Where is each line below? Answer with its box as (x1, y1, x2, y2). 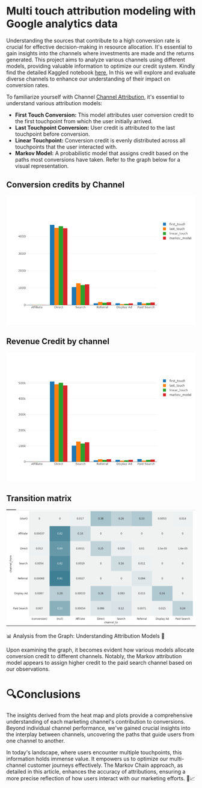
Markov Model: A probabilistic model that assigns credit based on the (14, 149, 189, 157)
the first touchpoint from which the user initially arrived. (14, 117, 153, 124)
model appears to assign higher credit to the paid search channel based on (6, 659, 192, 666)
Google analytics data (6, 17, 118, 31)
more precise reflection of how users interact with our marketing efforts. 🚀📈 (6, 774, 195, 782)
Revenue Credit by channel (6, 337, 110, 347)
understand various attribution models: (6, 99, 103, 106)
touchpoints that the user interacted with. (14, 143, 118, 150)
